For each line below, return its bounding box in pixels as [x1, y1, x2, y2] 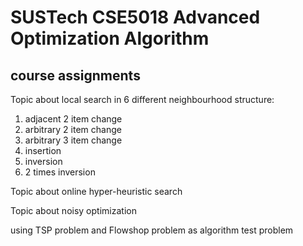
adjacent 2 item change [24, 113, 123, 125]
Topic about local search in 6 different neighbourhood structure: [10, 94, 275, 105]
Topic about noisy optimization [10, 205, 137, 216]
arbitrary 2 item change [24, 124, 122, 135]
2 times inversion [24, 166, 96, 178]
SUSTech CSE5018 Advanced [10, 6, 261, 29]
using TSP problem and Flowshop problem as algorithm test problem [10, 224, 294, 236]
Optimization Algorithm [10, 27, 210, 50]
